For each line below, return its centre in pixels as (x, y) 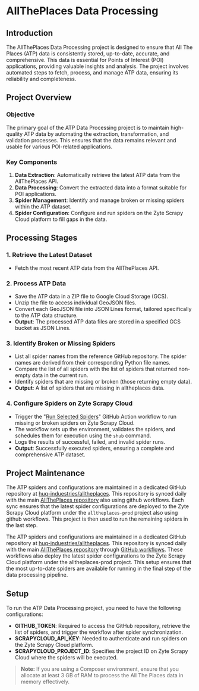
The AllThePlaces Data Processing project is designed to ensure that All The (99, 47)
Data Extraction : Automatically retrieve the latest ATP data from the (97, 175)
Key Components (32, 162)
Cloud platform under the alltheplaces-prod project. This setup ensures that (99, 562)
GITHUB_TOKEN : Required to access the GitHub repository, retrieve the (102, 626)
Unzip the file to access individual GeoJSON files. (75, 303)
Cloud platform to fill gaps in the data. (61, 219)
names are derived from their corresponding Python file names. (92, 363)
